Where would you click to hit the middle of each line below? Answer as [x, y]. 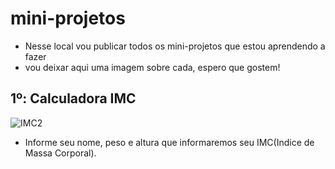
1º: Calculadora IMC [73, 98]
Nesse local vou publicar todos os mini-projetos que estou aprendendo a [175, 46]
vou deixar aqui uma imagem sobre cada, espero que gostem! [152, 67]
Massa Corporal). [60, 153]
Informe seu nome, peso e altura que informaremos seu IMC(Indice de [169, 142]
